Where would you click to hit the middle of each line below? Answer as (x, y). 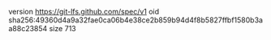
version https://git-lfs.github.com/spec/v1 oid (84, 12)
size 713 (62, 28)
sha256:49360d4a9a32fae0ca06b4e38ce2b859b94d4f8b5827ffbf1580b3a (136, 20)
